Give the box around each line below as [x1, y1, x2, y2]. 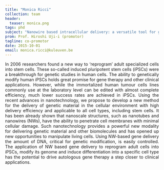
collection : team [5, 12, 41, 17]
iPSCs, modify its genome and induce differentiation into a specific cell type [5, 149, 159, 154]
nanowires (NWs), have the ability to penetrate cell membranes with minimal [5, 118, 159, 124]
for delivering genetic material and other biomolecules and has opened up [5, 128, 159, 134]
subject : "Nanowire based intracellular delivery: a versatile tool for [5, 30, 156, 34]
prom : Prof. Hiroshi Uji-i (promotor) [5, 34, 84, 39]
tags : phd [5, 25, 25, 30]
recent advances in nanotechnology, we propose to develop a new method [5, 97, 159, 103]
